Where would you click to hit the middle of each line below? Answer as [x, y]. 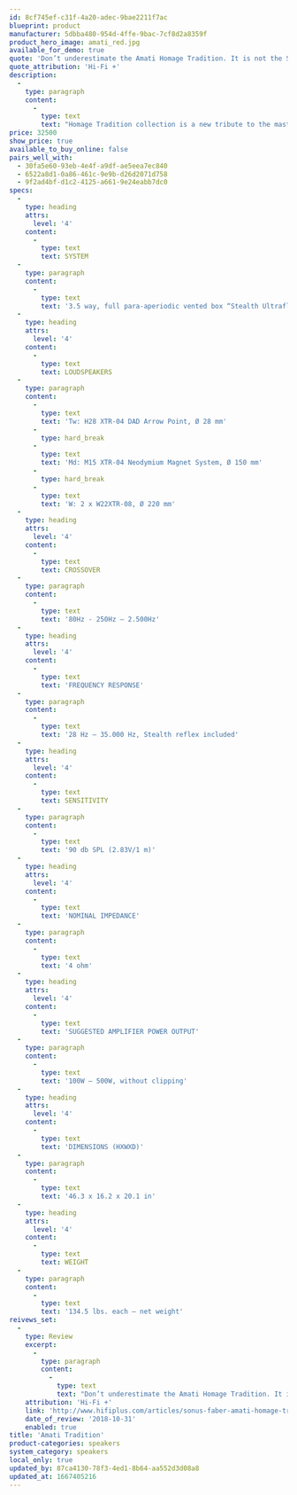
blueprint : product [45, 26]
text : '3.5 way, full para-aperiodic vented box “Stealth [150, 306]
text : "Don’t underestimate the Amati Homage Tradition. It [169, 1394]
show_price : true [41, 141]
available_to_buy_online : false [69, 149]
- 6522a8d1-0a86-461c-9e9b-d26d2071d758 [92, 174]
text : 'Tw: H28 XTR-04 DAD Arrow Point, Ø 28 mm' [134, 421]
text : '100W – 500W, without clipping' [114, 1081]
